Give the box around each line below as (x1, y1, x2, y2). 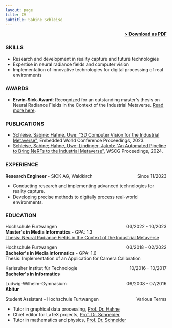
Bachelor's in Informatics (5, 271, 60, 277)
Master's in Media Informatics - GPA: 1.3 (5, 229, 93, 235)
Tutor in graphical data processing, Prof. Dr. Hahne (12, 306, 120, 312)
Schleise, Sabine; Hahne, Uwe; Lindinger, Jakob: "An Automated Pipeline (12, 143, 166, 149)
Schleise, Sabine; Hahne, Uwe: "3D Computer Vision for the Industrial (12, 132, 160, 138)
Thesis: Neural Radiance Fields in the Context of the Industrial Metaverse (5, 234, 160, 240)
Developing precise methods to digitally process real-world (12, 194, 138, 200)
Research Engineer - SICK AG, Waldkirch (5, 172, 93, 179)
